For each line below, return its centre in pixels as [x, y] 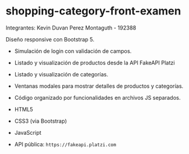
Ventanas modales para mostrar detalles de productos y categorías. [99, 86]
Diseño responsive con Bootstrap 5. [50, 39]
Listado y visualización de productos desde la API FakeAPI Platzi [94, 63]
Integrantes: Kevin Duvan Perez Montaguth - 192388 [71, 28]
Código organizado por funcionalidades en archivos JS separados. [98, 97]
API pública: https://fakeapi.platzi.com [65, 144]
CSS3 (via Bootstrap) [40, 121]
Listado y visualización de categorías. [61, 74]
